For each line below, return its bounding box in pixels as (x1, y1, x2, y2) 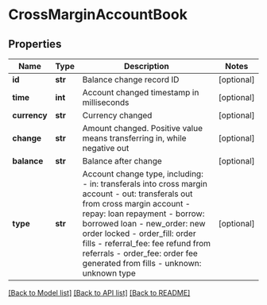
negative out (82, 143, 130, 153)
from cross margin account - (82, 199, 191, 209)
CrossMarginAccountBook (8, 6, 188, 24)
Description (123, 61, 169, 71)
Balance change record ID (82, 74, 180, 85)
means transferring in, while (82, 133, 187, 144)
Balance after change (82, 156, 163, 166)
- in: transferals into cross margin (82, 179, 208, 189)
